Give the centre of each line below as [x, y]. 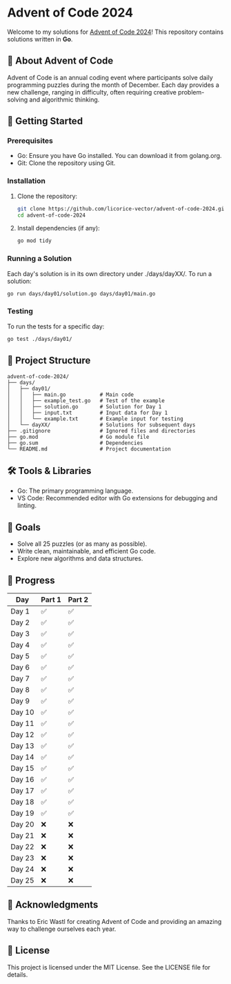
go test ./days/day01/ [40, 339]
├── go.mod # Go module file [78, 437]
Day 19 [22, 813]
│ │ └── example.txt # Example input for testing [96, 419]
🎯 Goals [24, 527]
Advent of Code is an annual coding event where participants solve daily [110, 77]
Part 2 [78, 600]
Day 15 [22, 768]
